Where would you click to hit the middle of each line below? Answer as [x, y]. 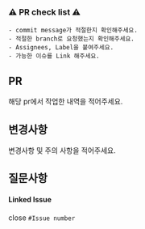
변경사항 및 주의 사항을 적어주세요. [62, 150]
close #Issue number [42, 218]
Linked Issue [30, 199]
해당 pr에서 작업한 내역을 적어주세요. [66, 102]
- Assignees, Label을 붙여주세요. [61, 48]
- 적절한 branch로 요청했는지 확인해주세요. [71, 39]
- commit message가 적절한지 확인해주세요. [73, 31]
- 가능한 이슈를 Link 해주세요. [54, 56]
